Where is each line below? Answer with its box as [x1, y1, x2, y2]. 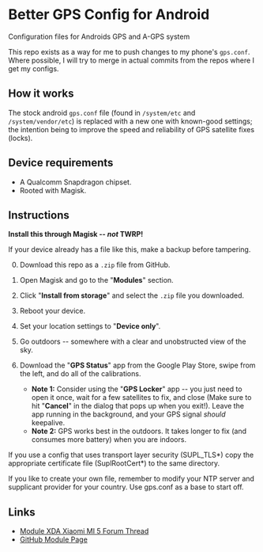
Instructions [8, 208, 70, 222]
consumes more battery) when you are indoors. [31, 435, 187, 444]
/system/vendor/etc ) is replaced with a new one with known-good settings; [8, 116, 253, 126]
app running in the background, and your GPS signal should [31, 409, 227, 419]
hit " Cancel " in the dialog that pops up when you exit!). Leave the [31, 402, 245, 411]
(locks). [8, 133, 33, 143]
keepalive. [31, 418, 66, 428]
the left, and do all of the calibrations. [19, 369, 141, 379]
